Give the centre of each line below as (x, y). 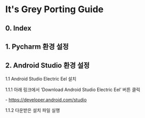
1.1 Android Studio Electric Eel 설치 (41, 79)
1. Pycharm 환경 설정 (37, 47)
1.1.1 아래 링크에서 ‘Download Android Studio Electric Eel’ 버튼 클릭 (73, 90)
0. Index (18, 28)
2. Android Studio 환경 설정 (48, 65)
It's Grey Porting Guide (54, 9)
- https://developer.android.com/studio (46, 100)
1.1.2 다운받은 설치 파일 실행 (33, 110)
